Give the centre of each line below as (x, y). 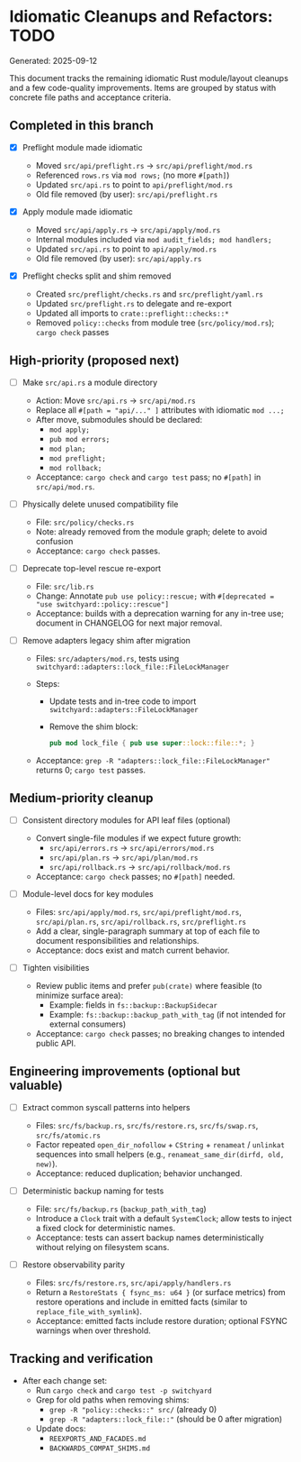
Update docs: (61, 1428)
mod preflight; (77, 458)
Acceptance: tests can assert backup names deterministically (150, 1238)
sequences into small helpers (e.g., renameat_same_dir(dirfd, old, (160, 1154)
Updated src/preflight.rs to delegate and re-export (133, 303)
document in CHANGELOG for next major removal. (129, 623)
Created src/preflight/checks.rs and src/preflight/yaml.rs (149, 294)
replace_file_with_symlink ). (89, 1311)
